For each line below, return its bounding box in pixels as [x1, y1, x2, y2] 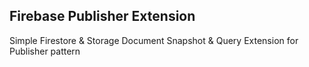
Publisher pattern [9, 45, 81, 57]
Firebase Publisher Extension [9, 8, 196, 25]
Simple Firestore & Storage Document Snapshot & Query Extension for [9, 34, 299, 46]
